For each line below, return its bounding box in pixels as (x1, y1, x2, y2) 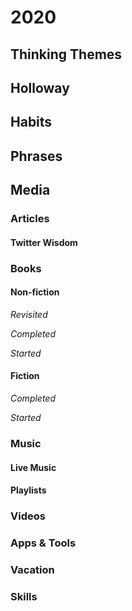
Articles (10, 212, 50, 226)
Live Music (10, 461, 57, 473)
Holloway (10, 79, 70, 96)
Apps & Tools (10, 536, 77, 550)
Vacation (10, 562, 55, 576)
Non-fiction (10, 286, 60, 298)
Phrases (10, 147, 63, 165)
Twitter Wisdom (10, 236, 78, 248)
